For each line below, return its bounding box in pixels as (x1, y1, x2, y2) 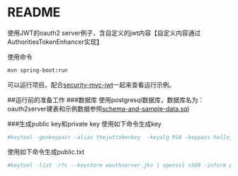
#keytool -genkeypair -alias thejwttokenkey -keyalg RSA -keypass (7, 133, 211, 141)
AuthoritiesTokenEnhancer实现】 (7, 37, 103, 46)
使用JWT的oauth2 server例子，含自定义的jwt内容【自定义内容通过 (7, 28, 201, 37)
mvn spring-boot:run (7, 67, 69, 74)
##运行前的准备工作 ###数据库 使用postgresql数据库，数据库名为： (7, 95, 205, 104)
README (7, 4, 61, 21)
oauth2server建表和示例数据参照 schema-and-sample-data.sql (7, 104, 190, 113)
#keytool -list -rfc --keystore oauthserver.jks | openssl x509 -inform (7, 161, 227, 169)
